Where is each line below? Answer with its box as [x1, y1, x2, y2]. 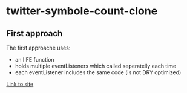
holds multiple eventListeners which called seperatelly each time [15, 62, 177, 69]
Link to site [6, 80, 34, 88]
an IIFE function [15, 56, 54, 63]
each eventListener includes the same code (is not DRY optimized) [15, 69, 182, 76]
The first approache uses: [6, 44, 71, 51]
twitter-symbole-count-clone [6, 4, 158, 18]
